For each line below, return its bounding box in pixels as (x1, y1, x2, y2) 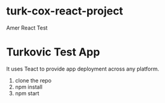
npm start (15, 89, 39, 97)
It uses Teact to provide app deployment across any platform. (6, 65, 160, 72)
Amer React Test (6, 24, 48, 31)
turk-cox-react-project (6, 4, 123, 18)
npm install (15, 83, 43, 90)
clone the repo (15, 76, 52, 84)
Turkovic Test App (6, 45, 100, 59)
